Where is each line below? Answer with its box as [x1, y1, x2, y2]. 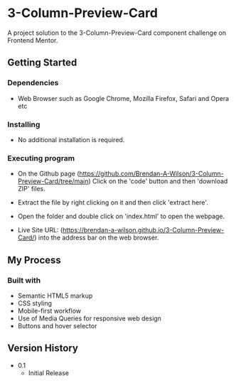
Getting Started [7, 57, 77, 69]
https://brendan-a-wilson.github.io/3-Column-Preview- [63, 226, 225, 234]
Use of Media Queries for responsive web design [17, 314, 162, 323]
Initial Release [28, 368, 70, 377]
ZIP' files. [17, 185, 45, 193]
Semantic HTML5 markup [17, 291, 93, 300]
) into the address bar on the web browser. [34, 233, 159, 242]
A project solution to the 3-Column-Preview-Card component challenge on [7, 28, 226, 37]
